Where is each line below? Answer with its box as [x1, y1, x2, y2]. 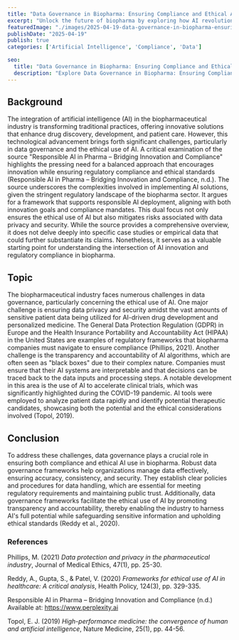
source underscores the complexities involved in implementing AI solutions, [7, 183, 229, 192]
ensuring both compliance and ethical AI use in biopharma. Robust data [7, 458, 217, 467]
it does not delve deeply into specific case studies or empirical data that [7, 229, 219, 237]
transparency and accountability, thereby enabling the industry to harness [7, 504, 224, 513]
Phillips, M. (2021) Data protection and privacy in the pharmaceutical [7, 553, 211, 562]
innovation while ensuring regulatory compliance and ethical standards [7, 168, 216, 177]
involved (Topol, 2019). [7, 411, 75, 420]
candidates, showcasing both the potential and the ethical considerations [7, 404, 222, 413]
